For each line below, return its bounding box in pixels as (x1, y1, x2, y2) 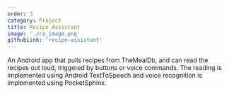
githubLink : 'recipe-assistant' (7, 37, 102, 44)
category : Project (7, 17, 61, 24)
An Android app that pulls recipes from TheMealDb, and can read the (7, 56, 209, 64)
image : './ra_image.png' (7, 30, 81, 37)
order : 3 (7, 10, 33, 18)
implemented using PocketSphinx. (7, 78, 107, 87)
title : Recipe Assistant (7, 23, 81, 30)
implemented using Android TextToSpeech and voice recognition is (7, 71, 203, 80)
